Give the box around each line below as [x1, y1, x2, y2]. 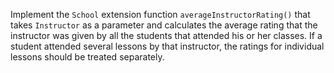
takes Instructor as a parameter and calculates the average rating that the [10, 19, 318, 31]
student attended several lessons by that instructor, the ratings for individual [10, 40, 325, 52]
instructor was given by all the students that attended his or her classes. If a [10, 30, 323, 41]
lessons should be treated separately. [10, 51, 165, 63]
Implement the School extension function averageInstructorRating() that [10, 9, 311, 20]
